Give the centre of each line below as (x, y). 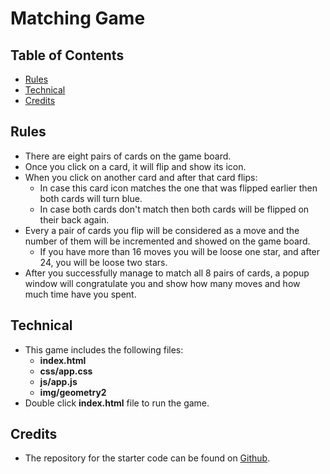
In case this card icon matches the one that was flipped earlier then (178, 188)
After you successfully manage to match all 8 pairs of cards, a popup (167, 273)
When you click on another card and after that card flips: (141, 177)
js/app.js (58, 381)
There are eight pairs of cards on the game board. (128, 156)
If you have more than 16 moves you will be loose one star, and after (180, 251)
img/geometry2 (73, 392)
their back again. (74, 219)
